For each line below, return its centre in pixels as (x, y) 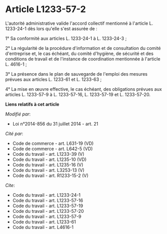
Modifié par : (18, 114)
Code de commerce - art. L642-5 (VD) (53, 149)
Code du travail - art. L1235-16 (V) (48, 164)
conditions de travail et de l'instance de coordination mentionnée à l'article (83, 58)
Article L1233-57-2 (46, 9)
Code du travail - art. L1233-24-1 (46, 195)
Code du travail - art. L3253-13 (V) (48, 170)
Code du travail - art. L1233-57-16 (48, 200)
